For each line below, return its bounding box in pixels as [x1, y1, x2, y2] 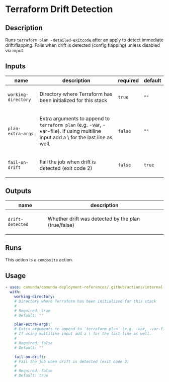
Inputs [5, 62, 26, 71]
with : [10, 290, 22, 295]
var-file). [39, 127, 61, 134]
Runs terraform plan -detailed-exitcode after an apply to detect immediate [5, 37, 163, 43]
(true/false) [47, 221, 74, 228]
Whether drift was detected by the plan [47, 215, 140, 222]
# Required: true [14, 308, 51, 313]
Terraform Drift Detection [5, 4, 113, 15]
